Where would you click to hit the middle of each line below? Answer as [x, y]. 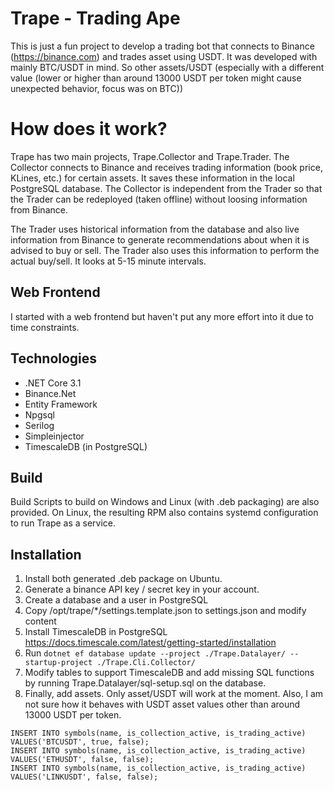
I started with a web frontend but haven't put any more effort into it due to [162, 316]
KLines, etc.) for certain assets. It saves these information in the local [152, 178]
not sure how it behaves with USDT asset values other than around [162, 704]
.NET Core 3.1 [53, 383]
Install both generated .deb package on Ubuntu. [123, 579]
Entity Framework [61, 404]
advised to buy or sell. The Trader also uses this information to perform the [165, 250]
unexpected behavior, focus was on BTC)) [97, 88]
